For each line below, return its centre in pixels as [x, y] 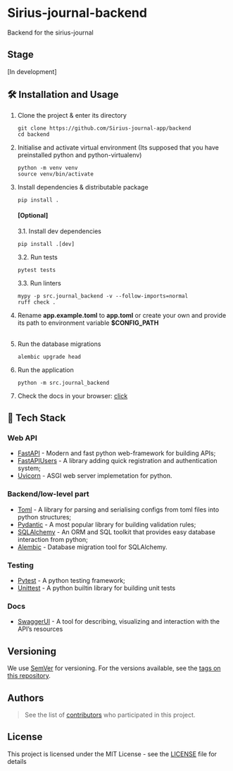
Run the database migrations [59, 344]
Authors [26, 698]
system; [29, 468]
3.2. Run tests [37, 257]
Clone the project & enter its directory [72, 115]
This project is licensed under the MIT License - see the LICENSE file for [112, 754]
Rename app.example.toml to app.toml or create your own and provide [122, 315]
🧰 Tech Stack [37, 418]
